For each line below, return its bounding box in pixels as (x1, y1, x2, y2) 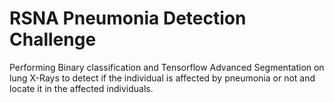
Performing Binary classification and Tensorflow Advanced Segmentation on (9, 61, 325, 73)
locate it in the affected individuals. (9, 82, 154, 94)
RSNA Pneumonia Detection (9, 7, 247, 30)
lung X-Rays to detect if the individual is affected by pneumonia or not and (9, 72, 316, 84)
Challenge (9, 28, 97, 51)
